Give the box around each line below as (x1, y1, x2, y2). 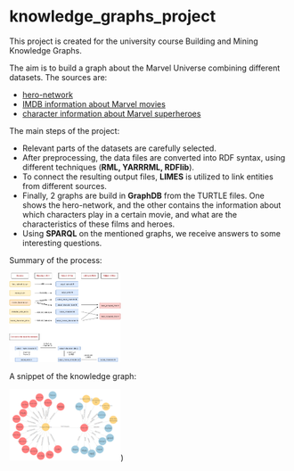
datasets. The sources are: (9, 71, 108, 82)
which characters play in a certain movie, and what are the (21, 209, 238, 219)
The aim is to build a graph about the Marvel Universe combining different (9, 62, 281, 73)
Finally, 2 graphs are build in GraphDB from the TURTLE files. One (21, 190, 265, 201)
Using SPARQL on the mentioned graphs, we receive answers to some (21, 227, 281, 238)
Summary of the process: (9, 254, 102, 265)
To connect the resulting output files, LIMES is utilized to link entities (21, 171, 274, 182)
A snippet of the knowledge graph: (9, 370, 136, 381)
